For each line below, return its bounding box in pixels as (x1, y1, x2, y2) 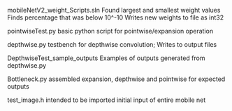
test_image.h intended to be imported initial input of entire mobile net (7, 96, 206, 104)
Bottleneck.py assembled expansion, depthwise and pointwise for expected (7, 75, 226, 83)
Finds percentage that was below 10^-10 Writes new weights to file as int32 (7, 13, 224, 22)
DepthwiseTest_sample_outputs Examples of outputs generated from (7, 54, 205, 62)
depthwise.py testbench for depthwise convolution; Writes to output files (7, 40, 217, 48)
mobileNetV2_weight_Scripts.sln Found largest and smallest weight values (7, 6, 221, 14)
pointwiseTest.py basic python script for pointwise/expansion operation (7, 27, 214, 35)
